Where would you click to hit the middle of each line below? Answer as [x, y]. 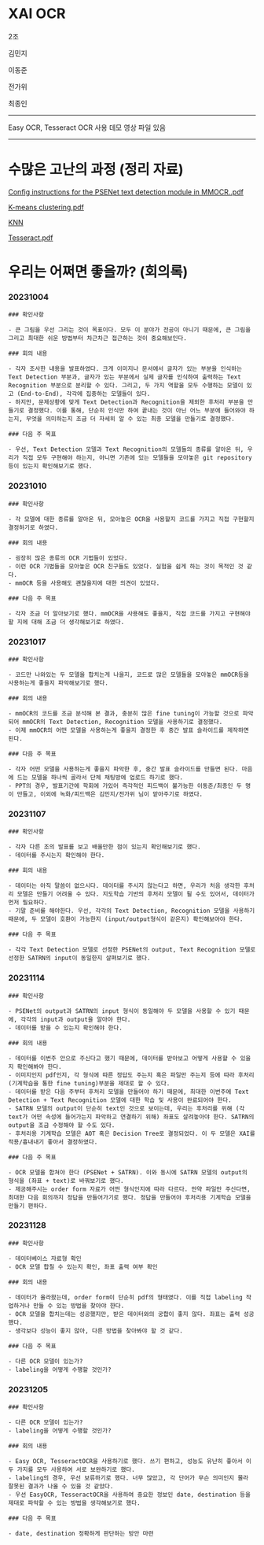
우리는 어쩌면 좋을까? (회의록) [98, 272]
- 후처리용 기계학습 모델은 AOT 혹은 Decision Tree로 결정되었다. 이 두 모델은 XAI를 [132, 1133]
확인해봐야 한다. [39, 1066]
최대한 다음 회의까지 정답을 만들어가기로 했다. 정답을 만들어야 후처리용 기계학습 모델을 [130, 1197]
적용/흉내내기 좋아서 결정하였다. [53, 1142]
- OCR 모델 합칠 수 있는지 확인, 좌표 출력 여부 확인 [83, 1267]
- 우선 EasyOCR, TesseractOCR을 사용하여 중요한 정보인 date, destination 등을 [130, 1495]
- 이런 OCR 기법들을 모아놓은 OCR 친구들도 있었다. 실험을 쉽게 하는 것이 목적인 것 [126, 566]
